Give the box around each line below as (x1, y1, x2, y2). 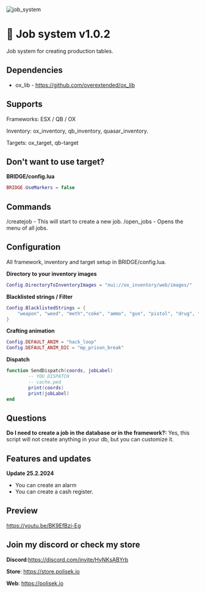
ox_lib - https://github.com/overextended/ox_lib (15, 81, 135, 89)
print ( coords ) (28, 385, 64, 391)
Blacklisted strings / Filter (6, 293, 73, 300)
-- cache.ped (28, 379, 62, 385)
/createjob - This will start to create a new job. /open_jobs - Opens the (6, 218, 184, 226)
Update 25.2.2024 (6, 470, 54, 477)
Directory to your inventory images (6, 270, 97, 278)
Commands (6, 202, 52, 212)
